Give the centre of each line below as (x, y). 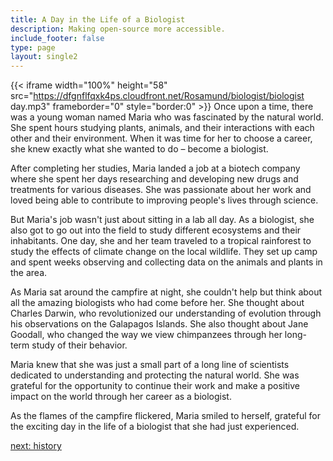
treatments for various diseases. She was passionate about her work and (161, 190)
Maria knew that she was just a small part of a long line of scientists (150, 365)
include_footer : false (57, 38)
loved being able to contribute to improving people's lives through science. (164, 200)
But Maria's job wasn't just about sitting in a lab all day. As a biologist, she (162, 220)
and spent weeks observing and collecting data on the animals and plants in (166, 262)
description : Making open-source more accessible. (118, 29)
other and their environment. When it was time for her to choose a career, (161, 138)
